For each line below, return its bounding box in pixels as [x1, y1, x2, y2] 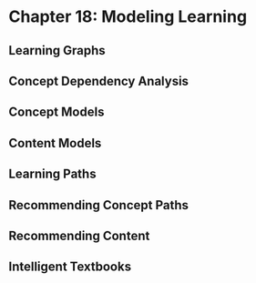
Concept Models [8, 105, 105, 120]
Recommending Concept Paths [8, 197, 189, 213]
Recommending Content [8, 227, 150, 243]
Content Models [8, 135, 102, 151]
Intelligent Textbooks [8, 259, 132, 275]
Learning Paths [8, 167, 97, 182]
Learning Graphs [8, 43, 106, 58]
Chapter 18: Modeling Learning [8, 6, 248, 27]
